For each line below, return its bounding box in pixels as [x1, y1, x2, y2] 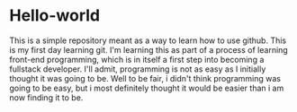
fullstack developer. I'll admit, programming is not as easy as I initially [9, 64, 266, 74]
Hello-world [9, 5, 101, 26]
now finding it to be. [9, 91, 84, 103]
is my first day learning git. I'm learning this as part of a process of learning [9, 44, 288, 55]
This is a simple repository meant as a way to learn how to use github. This [9, 35, 286, 46]
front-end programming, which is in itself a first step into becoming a [9, 54, 265, 65]
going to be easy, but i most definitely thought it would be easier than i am [9, 82, 284, 93]
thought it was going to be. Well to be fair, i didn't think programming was [9, 73, 282, 83]
